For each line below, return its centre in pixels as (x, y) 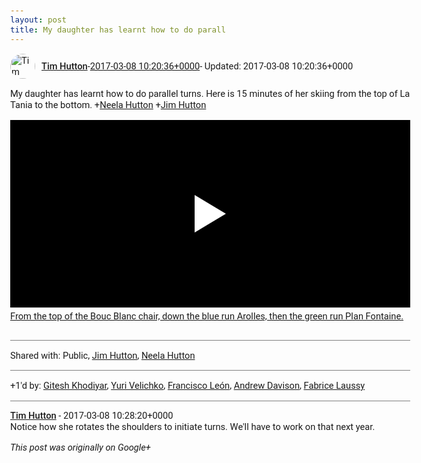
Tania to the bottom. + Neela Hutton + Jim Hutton (108, 104)
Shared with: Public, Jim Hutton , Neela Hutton (103, 355)
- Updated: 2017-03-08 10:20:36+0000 (276, 66)
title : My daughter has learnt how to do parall (118, 29)
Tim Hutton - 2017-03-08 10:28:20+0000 (92, 416)
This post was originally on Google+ (80, 447)
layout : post (38, 20)
